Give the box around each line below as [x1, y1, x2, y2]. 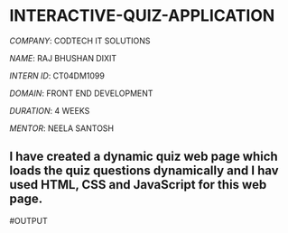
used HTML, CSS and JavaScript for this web [9, 177, 267, 192]
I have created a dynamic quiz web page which [9, 149, 278, 164]
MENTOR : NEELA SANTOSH [9, 123, 115, 134]
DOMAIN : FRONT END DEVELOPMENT [9, 88, 153, 98]
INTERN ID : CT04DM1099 [9, 70, 106, 81]
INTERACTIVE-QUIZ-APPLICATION [9, 5, 275, 26]
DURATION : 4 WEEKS [9, 105, 90, 116]
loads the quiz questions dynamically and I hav [9, 163, 279, 179]
